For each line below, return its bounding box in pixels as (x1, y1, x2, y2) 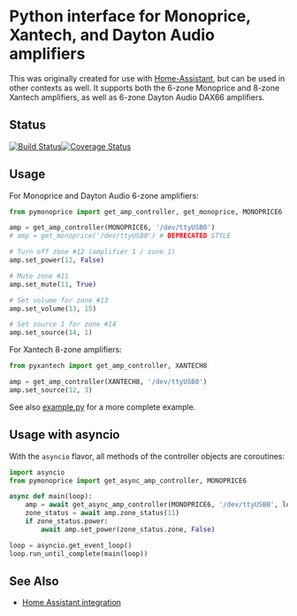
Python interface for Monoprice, (9, 6, 251, 27)
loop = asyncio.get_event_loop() (9, 541, 133, 550)
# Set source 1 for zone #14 (9, 320, 117, 329)
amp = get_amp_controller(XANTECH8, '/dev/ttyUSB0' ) (9, 378, 208, 387)
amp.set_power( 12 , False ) (9, 256, 104, 265)
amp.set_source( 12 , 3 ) (9, 385, 93, 395)
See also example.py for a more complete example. (9, 401, 196, 412)
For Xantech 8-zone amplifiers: (9, 344, 122, 355)
